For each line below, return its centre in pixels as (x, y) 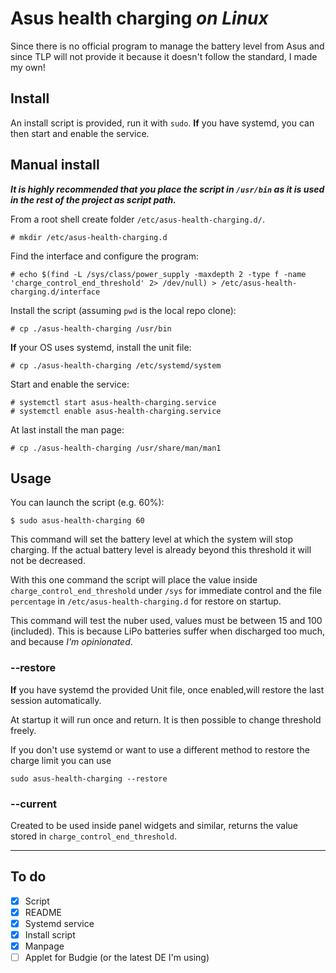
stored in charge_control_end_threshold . (94, 836)
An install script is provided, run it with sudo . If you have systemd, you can (162, 123)
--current (34, 804)
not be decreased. (48, 561)
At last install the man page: (67, 429)
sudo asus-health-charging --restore (89, 778)
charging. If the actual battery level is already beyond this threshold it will (161, 550)
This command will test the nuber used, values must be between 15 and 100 (166, 621)
